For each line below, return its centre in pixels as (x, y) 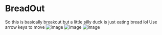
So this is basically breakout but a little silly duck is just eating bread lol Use (81, 22)
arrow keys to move (25, 27)
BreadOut (25, 9)
